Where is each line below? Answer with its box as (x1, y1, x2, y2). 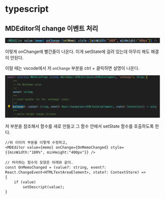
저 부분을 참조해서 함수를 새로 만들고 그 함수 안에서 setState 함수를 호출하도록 (5, 123, 154, 129)
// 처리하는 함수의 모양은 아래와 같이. (5, 160, 74, 165)
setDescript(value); (23, 184, 65, 190)
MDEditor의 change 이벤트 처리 (5, 24, 98, 32)
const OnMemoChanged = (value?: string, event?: (5, 165, 107, 170)
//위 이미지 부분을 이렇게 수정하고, (5, 140, 68, 145)
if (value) (14, 179, 36, 185)
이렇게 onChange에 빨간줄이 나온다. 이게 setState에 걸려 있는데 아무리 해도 (5, 48, 150, 55)
